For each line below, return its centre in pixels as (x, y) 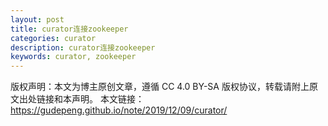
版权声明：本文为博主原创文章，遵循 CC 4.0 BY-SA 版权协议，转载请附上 (160, 87)
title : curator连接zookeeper (69, 29)
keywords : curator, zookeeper (73, 57)
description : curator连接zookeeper (83, 47)
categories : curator (53, 38)
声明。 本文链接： (108, 99)
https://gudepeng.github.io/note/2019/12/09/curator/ (119, 110)
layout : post (37, 19)
